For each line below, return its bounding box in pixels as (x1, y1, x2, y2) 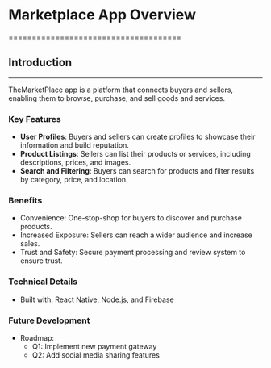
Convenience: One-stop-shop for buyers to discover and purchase (19, 213, 242, 223)
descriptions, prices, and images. (19, 157, 131, 167)
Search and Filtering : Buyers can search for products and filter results (19, 166, 255, 176)
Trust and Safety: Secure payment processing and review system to (19, 248, 246, 257)
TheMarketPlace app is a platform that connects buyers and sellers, (8, 85, 234, 94)
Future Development (8, 315, 90, 326)
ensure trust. (19, 256, 63, 266)
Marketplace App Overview (8, 6, 196, 24)
